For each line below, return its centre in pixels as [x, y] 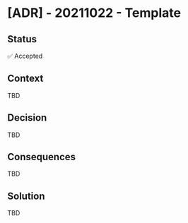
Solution [26, 196]
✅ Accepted [25, 56]
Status [22, 39]
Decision [27, 118]
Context [25, 79]
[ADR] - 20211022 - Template [94, 13]
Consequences [42, 157]
